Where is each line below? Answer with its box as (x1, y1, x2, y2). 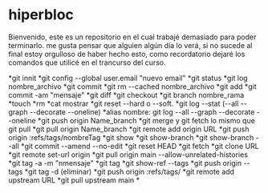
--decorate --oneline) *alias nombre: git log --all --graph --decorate (29, 107, 255, 117)
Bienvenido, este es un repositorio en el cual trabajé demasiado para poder (8, 32, 257, 42)
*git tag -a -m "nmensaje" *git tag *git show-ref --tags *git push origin (8, 158, 242, 167)
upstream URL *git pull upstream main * (8, 175, 140, 185)
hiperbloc (8, 6, 75, 24)
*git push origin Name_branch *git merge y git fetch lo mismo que (37, 115, 255, 125)
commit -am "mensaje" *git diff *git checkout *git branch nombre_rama (8, 90, 245, 99)
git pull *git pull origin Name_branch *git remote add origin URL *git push (8, 124, 250, 134)
